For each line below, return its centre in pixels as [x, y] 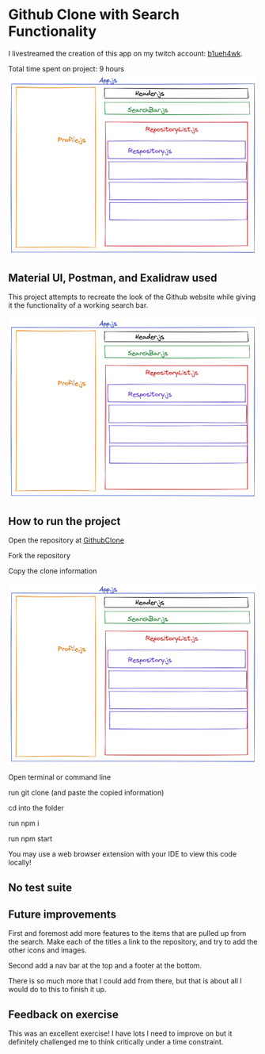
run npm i [24, 823]
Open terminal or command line [60, 777]
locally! [20, 863]
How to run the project [64, 521]
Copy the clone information [53, 571]
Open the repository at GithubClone [66, 540]
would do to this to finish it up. [57, 990]
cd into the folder [36, 808]
